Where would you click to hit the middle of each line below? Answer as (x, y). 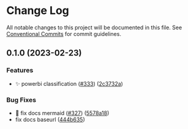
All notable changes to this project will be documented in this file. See (94, 27)
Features (20, 71)
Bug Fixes (21, 100)
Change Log (38, 11)
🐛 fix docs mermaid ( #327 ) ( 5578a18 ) (62, 113)
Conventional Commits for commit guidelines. (64, 33)
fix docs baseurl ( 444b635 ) (50, 119)
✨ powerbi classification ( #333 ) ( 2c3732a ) (69, 83)
